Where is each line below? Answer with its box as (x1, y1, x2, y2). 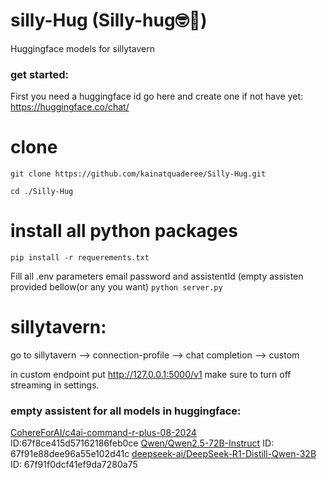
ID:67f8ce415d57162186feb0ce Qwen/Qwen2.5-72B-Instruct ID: (10, 437, 275, 449)
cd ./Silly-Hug (10, 187, 74, 197)
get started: (10, 67, 70, 81)
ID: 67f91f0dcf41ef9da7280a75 (10, 459, 138, 471)
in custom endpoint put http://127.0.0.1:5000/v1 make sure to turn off (10, 369, 292, 381)
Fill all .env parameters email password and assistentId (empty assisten (10, 270, 304, 283)
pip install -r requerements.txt (10, 253, 150, 263)
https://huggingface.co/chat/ (10, 101, 130, 113)
